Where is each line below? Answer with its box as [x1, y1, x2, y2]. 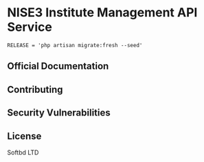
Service [7, 19, 53, 35]
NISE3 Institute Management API [7, 5, 198, 21]
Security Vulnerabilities [7, 107, 111, 119]
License [7, 130, 42, 141]
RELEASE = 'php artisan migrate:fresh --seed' [7, 42, 143, 49]
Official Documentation [7, 60, 109, 72]
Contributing [7, 83, 63, 95]
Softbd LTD [7, 148, 39, 157]
